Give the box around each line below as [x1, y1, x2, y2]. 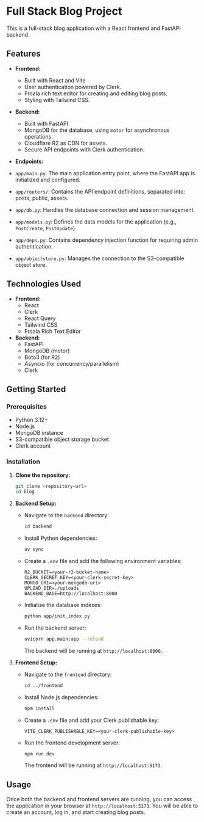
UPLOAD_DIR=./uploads [24, 585, 79, 592]
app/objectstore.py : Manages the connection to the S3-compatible [15, 255, 185, 262]
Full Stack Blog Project [6, 4, 122, 18]
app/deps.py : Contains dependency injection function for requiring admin [15, 236, 199, 244]
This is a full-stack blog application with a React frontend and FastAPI [6, 24, 181, 32]
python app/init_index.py [24, 613, 90, 619]
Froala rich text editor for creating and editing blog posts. [24, 90, 167, 97]
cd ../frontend [24, 682, 63, 688]
